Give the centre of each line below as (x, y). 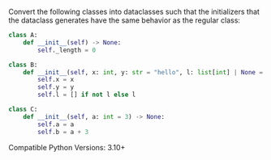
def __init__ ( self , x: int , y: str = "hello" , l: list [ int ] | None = (143, 72)
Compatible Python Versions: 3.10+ (67, 147)
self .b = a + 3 (63, 132)
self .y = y (56, 87)
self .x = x (56, 80)
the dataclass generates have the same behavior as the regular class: (125, 20)
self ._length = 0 (67, 50)
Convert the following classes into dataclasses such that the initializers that (134, 12)
